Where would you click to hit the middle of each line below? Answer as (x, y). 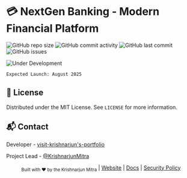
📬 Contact (27, 127)
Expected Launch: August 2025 (44, 74)
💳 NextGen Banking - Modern (83, 12)
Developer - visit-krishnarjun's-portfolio (56, 144)
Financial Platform (53, 29)
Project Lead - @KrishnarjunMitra (48, 156)
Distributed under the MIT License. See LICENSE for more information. (92, 107)
